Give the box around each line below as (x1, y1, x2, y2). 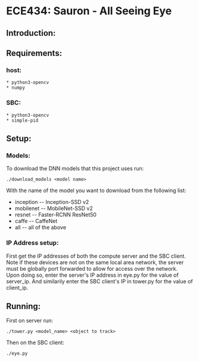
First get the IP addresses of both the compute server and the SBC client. (6, 252, 186, 259)
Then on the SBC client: (6, 339, 64, 346)
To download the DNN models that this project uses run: (6, 165, 144, 172)
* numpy (6, 85, 26, 91)
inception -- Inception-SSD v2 (14, 199, 89, 206)
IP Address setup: (6, 239, 59, 247)
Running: (6, 301, 41, 311)
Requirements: (6, 48, 63, 58)
